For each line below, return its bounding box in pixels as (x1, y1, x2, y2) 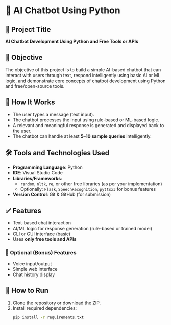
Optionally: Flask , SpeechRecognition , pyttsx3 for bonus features (20, 186, 156, 192)
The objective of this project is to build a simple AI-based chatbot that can (5, 66, 161, 73)
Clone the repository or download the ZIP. (12, 299, 101, 306)
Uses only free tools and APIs (12, 236, 77, 242)
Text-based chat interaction (12, 220, 71, 226)
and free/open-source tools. (5, 83, 65, 89)
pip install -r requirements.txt (12, 315, 84, 320)
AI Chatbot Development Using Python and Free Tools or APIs (5, 38, 139, 44)
